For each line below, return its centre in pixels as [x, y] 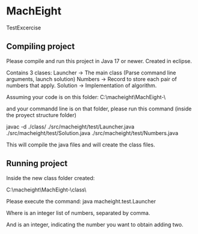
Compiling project [41, 46]
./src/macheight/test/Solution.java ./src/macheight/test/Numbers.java [92, 133]
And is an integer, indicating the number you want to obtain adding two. [95, 224]
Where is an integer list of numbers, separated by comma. [78, 213]
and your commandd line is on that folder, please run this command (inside [99, 109]
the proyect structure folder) [42, 115]
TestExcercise [23, 28]
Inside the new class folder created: [51, 178]
